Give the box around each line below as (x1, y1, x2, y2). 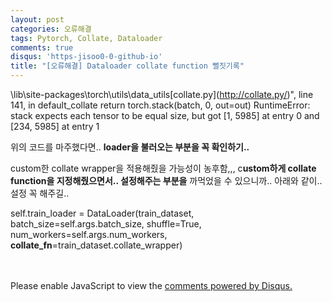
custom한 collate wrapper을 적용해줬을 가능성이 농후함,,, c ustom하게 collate (10, 162, 317, 174)
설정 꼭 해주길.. (10, 187, 70, 199)
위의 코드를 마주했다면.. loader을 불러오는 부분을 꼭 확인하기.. (10, 141, 250, 153)
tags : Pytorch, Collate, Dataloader (10, 33, 163, 43)
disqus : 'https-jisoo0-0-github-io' (10, 52, 163, 62)
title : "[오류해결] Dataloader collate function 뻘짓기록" (10, 61, 245, 71)
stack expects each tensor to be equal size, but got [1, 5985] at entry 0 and (10, 110, 320, 121)
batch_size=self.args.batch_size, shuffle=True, (10, 218, 202, 230)
